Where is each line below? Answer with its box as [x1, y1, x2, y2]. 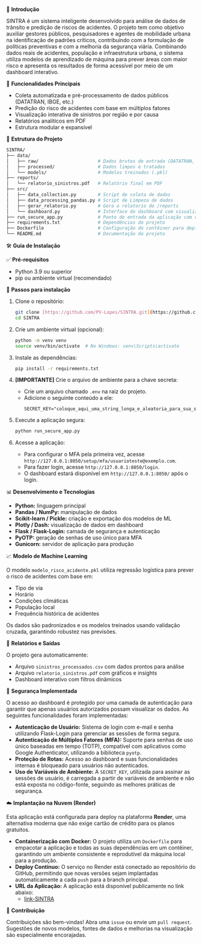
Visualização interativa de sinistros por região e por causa [14, 111, 159, 118]
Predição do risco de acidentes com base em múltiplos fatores [14, 105, 170, 111]
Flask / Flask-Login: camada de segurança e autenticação [14, 528, 161, 535]
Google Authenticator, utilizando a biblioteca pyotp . [14, 749, 142, 756]
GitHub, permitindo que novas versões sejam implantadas [14, 869, 159, 877]
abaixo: [14, 889, 34, 896]
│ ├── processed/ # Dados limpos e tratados [6, 164, 165, 170]
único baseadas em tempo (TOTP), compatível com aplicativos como [14, 743, 186, 750]
